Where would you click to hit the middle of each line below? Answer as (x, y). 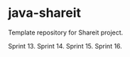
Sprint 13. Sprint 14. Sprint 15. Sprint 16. (65, 46)
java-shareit (44, 13)
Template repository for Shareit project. (66, 32)
